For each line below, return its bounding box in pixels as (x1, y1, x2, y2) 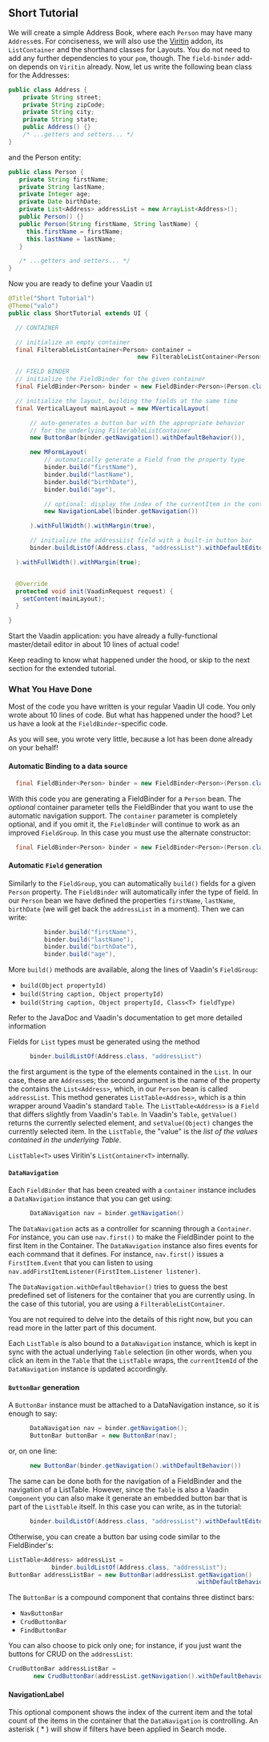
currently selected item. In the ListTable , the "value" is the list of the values (8, 1126, 259, 1137)
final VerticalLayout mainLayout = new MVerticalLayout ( (15, 404, 210, 412)
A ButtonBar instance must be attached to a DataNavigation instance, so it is (8, 1400, 259, 1410)
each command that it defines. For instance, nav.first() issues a (8, 1250, 224, 1259)
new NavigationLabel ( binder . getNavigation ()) (43, 507, 199, 515)
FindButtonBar (19, 1627, 67, 1635)
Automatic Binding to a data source (8, 762, 128, 771)
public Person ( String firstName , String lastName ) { (18, 220, 199, 228)
